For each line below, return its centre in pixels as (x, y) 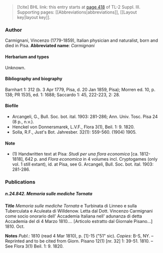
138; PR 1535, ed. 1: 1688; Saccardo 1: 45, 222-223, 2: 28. (63, 95)
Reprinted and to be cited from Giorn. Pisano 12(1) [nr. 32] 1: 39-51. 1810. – (79, 241)
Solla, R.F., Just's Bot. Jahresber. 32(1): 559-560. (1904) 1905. (74, 132)
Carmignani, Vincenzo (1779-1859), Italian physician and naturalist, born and (81, 40)
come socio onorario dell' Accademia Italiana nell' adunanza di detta (73, 216)
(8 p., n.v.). (23, 121)
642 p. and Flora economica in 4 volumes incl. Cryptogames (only (91, 159)
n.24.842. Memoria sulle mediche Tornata (49, 193)
